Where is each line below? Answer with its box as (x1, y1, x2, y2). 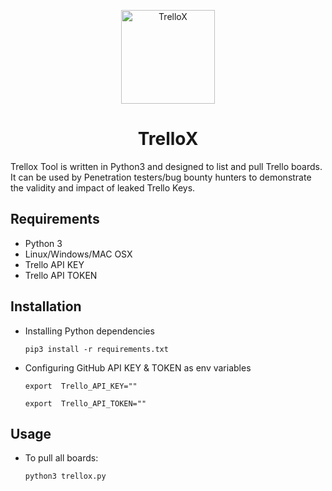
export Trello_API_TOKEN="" (24, 398, 147, 409)
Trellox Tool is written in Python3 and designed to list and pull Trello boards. (10, 160, 323, 172)
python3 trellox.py (24, 471, 107, 482)
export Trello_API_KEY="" (24, 381, 138, 391)
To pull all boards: (24, 452, 99, 464)
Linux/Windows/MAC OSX (24, 248, 133, 260)
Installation (10, 298, 82, 315)
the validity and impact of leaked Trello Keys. (10, 181, 196, 194)
